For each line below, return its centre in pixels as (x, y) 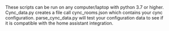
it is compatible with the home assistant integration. (59, 23)
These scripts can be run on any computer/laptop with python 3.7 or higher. (84, 7)
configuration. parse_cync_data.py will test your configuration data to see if (84, 18)
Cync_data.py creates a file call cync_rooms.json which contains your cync (84, 12)
